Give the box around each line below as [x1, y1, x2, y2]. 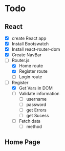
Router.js [11, 57, 30, 64]
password [26, 101, 46, 108]
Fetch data [19, 118, 41, 124]
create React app [11, 35, 47, 41]
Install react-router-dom [11, 46, 61, 52]
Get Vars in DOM [19, 85, 53, 91]
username [26, 96, 47, 102]
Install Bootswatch [11, 41, 49, 47]
